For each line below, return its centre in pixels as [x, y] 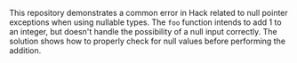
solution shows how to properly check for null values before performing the [148, 41]
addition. [25, 51]
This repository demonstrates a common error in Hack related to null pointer [149, 13]
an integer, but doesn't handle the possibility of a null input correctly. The [143, 31]
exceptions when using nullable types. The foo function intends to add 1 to [145, 22]
